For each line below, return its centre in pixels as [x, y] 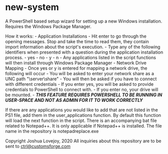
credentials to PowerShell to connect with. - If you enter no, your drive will [82, 89]
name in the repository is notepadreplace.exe [52, 131]
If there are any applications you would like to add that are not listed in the [81, 110]
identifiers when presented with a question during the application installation [84, 52]
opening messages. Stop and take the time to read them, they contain [77, 41]
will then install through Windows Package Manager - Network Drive [76, 63]
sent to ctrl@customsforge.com [38, 146]
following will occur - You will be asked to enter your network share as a [80, 73]
